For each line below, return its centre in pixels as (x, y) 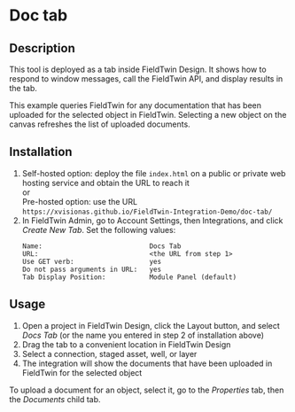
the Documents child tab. (55, 399)
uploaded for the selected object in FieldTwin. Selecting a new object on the (148, 115)
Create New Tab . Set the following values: (99, 229)
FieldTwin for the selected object (82, 372)
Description (42, 48)
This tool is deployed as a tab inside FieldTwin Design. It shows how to (138, 69)
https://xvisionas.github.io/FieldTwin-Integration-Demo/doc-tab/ (147, 212)
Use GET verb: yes (92, 261)
